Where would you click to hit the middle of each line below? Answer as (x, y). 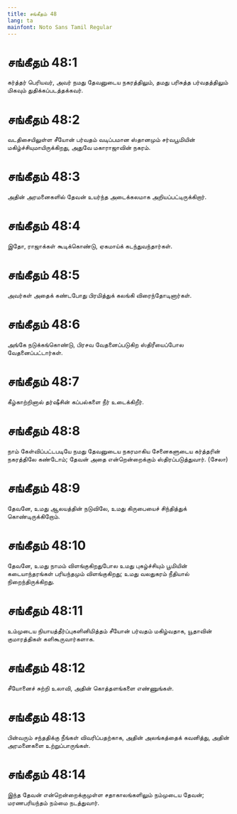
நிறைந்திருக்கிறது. (31, 581)
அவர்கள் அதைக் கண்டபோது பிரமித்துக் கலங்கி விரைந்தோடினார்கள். (100, 295)
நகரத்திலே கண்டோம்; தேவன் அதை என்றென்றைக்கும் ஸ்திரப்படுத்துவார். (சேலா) (118, 459)
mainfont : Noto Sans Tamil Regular (60, 27)
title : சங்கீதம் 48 (32, 14)
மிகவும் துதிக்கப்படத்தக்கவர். (45, 90)
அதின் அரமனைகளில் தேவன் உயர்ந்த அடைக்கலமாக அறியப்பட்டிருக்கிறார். (107, 197)
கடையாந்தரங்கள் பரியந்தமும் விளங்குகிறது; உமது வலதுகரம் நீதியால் (98, 573)
